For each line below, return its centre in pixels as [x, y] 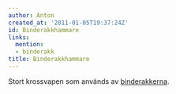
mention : [30, 45]
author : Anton [32, 15]
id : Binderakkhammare [44, 30]
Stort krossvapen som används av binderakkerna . [89, 81]
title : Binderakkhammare [49, 60]
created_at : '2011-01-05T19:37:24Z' [68, 23]
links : [19, 37]
